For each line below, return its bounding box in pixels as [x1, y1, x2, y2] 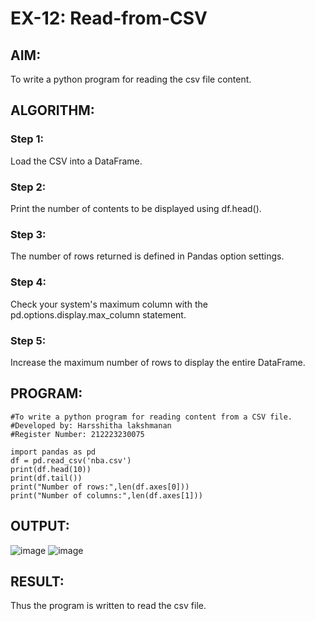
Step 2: [10, 180, 47, 194]
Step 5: [10, 333, 47, 347]
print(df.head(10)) [10, 464, 92, 474]
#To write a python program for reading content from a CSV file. [10, 412, 293, 422]
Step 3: [10, 227, 47, 241]
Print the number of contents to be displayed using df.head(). [10, 202, 262, 214]
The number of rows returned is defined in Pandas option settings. [10, 250, 285, 262]
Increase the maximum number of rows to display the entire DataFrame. [10, 356, 306, 368]
